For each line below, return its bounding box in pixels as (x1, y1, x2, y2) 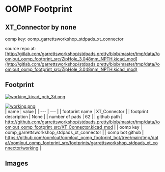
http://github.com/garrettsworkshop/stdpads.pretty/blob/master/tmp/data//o (5, 119, 160, 125)
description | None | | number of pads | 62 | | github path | (5, 114, 123, 119)
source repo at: (5, 46, 36, 51)
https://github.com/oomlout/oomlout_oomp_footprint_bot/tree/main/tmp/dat (5, 134, 159, 141)
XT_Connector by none (5, 23, 77, 31)
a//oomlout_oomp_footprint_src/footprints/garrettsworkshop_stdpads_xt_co (5, 140, 158, 145)
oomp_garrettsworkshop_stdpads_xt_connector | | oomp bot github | (5, 129, 144, 135)
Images (5, 159, 28, 168)
